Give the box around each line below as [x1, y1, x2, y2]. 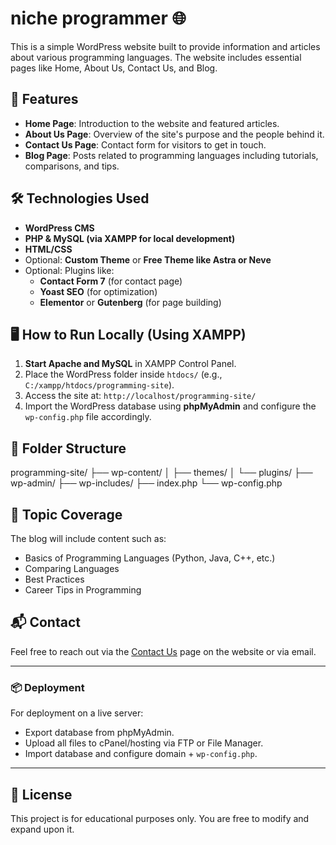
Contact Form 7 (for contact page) [39, 275, 183, 287]
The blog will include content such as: [10, 533, 167, 544]
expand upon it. [10, 823, 75, 835]
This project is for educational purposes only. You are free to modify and [10, 812, 310, 824]
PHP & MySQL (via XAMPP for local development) [24, 232, 236, 244]
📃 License [10, 786, 73, 803]
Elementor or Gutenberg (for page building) [39, 296, 222, 308]
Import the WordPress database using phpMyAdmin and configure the [24, 400, 317, 412]
